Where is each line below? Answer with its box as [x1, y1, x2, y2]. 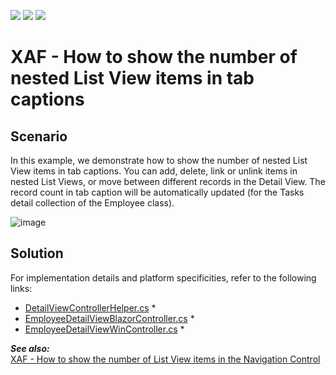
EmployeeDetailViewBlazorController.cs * [24, 312, 195, 324]
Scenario [10, 128, 68, 145]
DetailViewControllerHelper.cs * [24, 301, 157, 314]
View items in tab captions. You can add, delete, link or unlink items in [10, 165, 298, 177]
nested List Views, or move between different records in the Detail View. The [10, 176, 326, 187]
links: [10, 282, 33, 294]
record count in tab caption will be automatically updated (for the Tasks [10, 186, 305, 198]
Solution [10, 245, 64, 262]
